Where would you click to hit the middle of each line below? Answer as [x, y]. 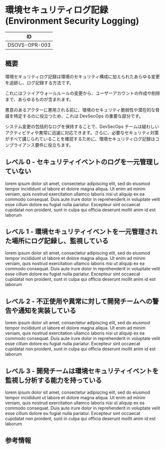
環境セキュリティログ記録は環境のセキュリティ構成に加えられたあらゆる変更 [82, 76]
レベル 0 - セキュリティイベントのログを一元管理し [82, 162]
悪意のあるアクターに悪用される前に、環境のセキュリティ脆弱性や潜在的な [80, 110]
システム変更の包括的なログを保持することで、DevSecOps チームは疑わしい [82, 126]
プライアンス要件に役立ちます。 [41, 145]
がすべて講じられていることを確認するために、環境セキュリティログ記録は [80, 139]
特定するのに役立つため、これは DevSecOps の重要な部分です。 [79, 116]
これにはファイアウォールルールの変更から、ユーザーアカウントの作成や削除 [83, 93]
